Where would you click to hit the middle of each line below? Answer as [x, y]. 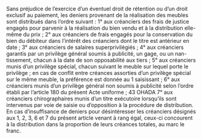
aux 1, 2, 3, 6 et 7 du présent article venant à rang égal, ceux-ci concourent [99, 118]
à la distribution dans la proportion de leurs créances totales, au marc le [96, 124]
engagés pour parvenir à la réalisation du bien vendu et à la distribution [95, 28]
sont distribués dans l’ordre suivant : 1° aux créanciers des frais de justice [98, 21]
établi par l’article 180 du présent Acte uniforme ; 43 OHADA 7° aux [90, 92]
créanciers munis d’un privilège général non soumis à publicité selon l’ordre [100, 86]
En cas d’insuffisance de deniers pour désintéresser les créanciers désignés [101, 112]
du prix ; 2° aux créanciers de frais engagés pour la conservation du [108, 34]
